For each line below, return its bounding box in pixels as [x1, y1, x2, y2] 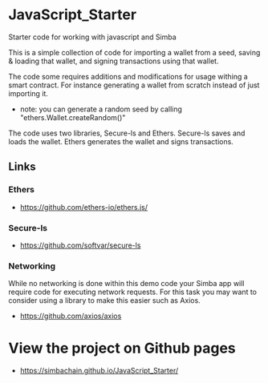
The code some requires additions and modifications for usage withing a [8, 71, 249, 81]
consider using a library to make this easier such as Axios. [8, 296, 201, 305]
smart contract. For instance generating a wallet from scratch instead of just [8, 80, 260, 90]
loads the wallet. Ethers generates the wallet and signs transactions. [8, 136, 234, 146]
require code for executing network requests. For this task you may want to [8, 287, 258, 297]
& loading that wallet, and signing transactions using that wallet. [8, 56, 219, 66]
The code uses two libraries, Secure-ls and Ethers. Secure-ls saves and [8, 128, 246, 138]
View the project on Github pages [8, 339, 236, 357]
